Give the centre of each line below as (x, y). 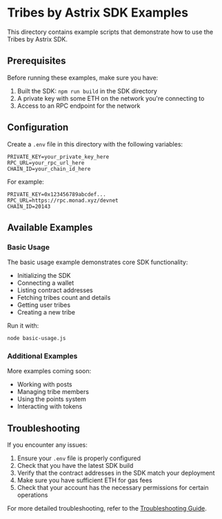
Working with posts (44, 384)
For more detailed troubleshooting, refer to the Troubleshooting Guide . (107, 509)
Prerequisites (37, 61)
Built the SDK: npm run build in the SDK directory (87, 91)
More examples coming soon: (49, 371)
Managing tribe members (53, 392)
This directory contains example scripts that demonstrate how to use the (110, 32)
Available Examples (50, 227)
